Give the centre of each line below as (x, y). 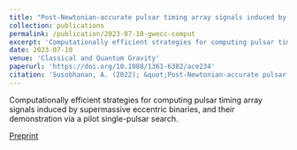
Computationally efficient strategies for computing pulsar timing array (136, 100)
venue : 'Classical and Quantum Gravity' (85, 58)
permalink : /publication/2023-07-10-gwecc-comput (103, 34)
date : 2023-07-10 (41, 50)
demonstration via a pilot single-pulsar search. (94, 118)
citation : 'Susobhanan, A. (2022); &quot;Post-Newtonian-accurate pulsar (148, 75)
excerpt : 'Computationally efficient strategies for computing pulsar (142, 42)
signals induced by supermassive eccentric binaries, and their (122, 109)
